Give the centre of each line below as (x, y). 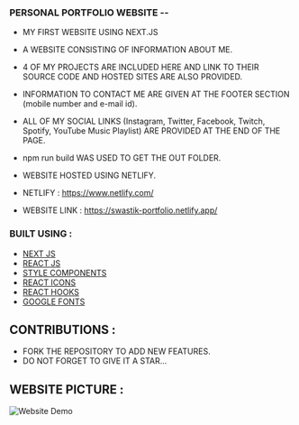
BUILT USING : (41, 234)
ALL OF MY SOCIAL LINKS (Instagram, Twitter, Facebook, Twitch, (144, 121)
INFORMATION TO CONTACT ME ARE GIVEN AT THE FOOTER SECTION (156, 94)
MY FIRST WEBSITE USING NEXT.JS (90, 32)
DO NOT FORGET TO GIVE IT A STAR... (95, 361)
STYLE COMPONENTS (64, 273)
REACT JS (41, 263)
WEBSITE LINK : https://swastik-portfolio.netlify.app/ (120, 210)
